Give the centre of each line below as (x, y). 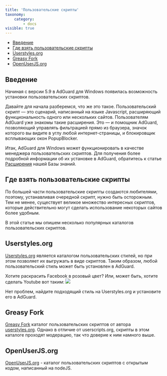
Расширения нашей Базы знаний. (41, 164)
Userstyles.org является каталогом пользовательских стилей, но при (79, 256)
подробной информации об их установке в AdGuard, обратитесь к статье (83, 158)
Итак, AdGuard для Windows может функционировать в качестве (75, 148)
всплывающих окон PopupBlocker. (42, 138)
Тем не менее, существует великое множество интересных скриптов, (80, 202)
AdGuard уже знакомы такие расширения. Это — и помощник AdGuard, (82, 122)
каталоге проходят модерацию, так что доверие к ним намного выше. (80, 335)
